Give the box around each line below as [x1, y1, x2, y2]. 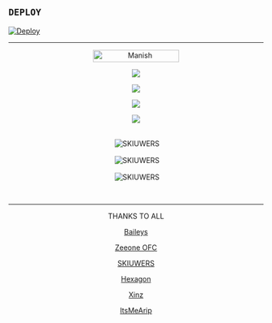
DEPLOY [8, 6, 42, 19]
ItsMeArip [120, 305, 152, 315]
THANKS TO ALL [108, 211, 164, 221]
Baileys [124, 226, 148, 236]
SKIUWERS [117, 258, 155, 268]
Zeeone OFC [114, 243, 158, 252]
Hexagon [121, 273, 151, 283]
